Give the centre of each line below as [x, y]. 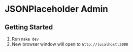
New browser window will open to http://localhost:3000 [70, 44]
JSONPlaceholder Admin [56, 9]
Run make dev [25, 39]
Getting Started [29, 27]
